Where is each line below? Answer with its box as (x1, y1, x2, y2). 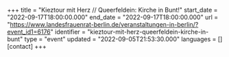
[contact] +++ (7, 43, 47, 50)
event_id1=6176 (7, 27, 51, 36)
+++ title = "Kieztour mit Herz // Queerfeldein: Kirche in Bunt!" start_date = (7, 6, 218, 14)
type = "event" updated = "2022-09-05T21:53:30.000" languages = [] (24, 35, 223, 43)
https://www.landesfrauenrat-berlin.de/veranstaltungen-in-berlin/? (10, 21, 199, 28)
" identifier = (50, 27, 86, 36)
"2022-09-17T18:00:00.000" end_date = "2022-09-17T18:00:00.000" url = (7, 13, 219, 21)
